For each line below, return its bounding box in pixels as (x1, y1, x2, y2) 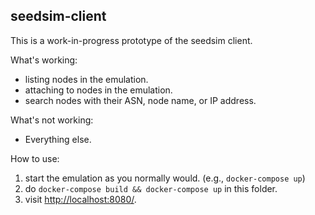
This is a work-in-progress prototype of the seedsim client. (10, 34, 253, 46)
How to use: (10, 152, 60, 164)
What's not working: (10, 114, 94, 126)
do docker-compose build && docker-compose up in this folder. (24, 182, 278, 194)
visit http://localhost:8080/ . (24, 193, 137, 205)
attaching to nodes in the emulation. (24, 84, 173, 96)
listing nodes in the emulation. (24, 73, 149, 85)
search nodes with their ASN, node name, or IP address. (24, 94, 257, 106)
